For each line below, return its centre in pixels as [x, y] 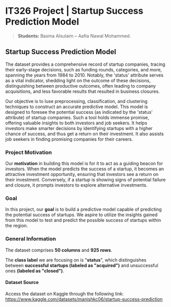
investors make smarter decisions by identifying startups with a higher [79, 128]
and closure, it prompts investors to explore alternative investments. [76, 185]
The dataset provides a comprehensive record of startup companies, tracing [85, 64]
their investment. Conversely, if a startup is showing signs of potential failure [85, 180]
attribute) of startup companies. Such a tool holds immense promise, [77, 117]
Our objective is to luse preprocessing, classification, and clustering [76, 101]
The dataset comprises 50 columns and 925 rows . [59, 250]
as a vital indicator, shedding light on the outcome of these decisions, [78, 80]
